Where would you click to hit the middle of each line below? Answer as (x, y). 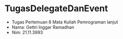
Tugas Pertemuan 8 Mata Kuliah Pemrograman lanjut (65, 22)
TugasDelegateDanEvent (56, 9)
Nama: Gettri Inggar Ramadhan (43, 27)
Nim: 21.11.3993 (27, 32)
